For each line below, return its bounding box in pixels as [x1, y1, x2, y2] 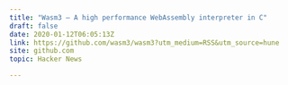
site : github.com [9, 47, 75, 55]
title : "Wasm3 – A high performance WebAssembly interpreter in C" [9, 13, 268, 22]
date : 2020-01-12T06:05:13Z [9, 30, 115, 38]
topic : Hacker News [9, 55, 83, 64]
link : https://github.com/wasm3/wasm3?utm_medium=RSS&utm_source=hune [9, 38, 280, 47]
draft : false [9, 21, 58, 30]
